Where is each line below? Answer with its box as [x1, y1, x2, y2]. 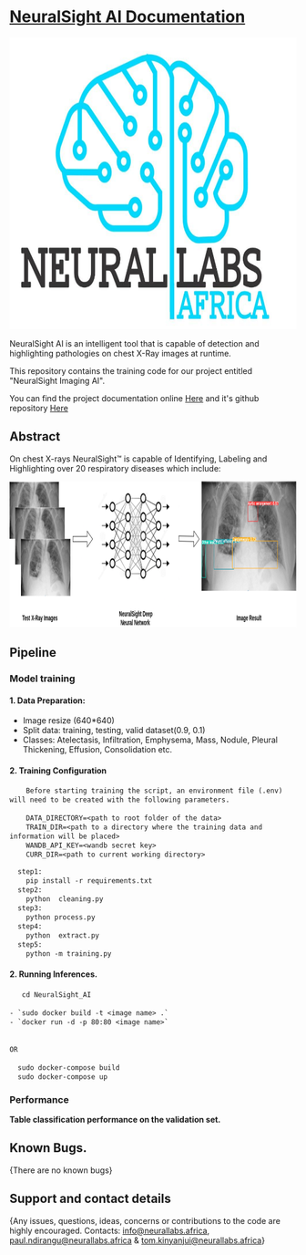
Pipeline [9, 645, 57, 660]
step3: [17, 904, 43, 913]
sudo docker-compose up [17, 1072, 107, 1082]
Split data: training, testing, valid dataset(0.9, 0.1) [22, 725, 206, 736]
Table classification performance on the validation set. [9, 1114, 221, 1125]
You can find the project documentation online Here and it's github [9, 392, 260, 403]
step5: [17, 940, 43, 949]
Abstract [9, 429, 61, 444]
